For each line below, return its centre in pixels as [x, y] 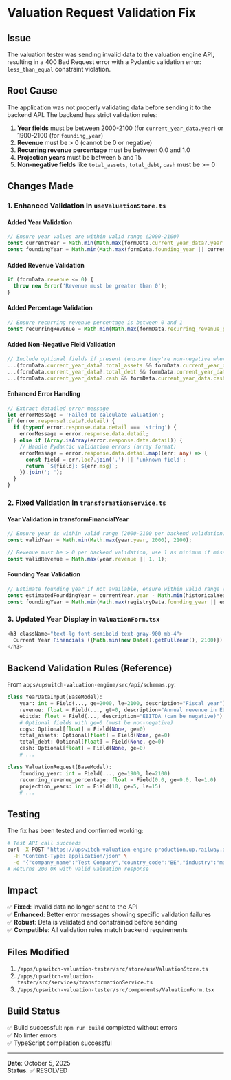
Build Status [34, 1011]
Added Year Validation [40, 222]
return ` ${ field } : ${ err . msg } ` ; [71, 466]
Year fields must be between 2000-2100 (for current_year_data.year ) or [120, 128]
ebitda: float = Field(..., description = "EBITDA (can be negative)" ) [121, 716]
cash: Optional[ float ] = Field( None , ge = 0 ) [83, 748]
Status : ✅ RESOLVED [37, 1070]
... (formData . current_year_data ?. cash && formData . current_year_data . [110, 378]
